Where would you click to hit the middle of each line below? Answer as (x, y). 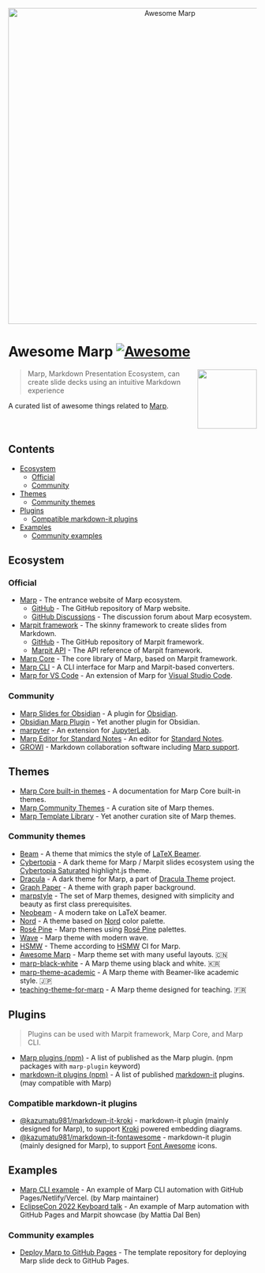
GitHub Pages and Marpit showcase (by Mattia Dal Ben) (110, 1215)
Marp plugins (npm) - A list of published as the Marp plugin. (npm (126, 1057)
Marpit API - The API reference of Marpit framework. (117, 650)
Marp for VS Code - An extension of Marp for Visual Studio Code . (126, 676)
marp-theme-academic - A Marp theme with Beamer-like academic (129, 972)
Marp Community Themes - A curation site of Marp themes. (117, 808)
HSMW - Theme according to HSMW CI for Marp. (100, 946)
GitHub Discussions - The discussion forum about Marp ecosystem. (142, 617)
